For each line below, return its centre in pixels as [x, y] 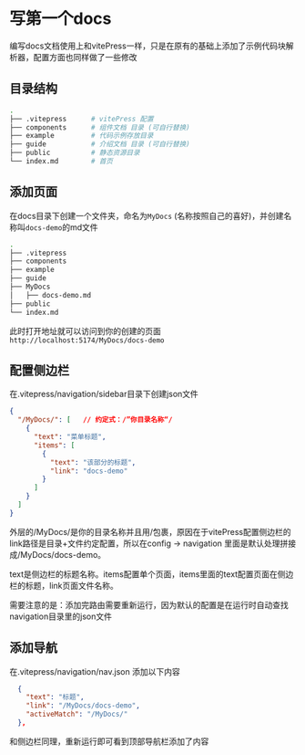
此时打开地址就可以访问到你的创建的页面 [85, 330]
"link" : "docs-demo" [89, 471]
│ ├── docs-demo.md [51, 295]
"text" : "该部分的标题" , [93, 462]
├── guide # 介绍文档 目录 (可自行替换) [100, 144]
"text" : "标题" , [55, 697]
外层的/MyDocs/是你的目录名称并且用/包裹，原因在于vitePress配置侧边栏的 [150, 531]
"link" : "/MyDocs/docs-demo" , [83, 706]
